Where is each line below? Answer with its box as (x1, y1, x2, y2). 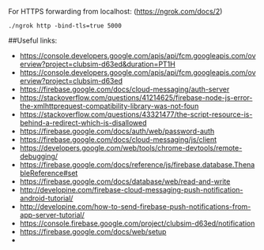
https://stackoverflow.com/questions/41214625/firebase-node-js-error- (19, 93, 253, 102)
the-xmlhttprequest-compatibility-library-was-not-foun (19, 102, 199, 110)
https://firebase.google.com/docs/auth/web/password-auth (19, 126, 215, 136)
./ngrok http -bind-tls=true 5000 (8, 22, 123, 30)
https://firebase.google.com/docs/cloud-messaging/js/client (19, 135, 217, 144)
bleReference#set (19, 169, 78, 177)
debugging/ (19, 151, 58, 161)
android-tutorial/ (19, 193, 74, 203)
